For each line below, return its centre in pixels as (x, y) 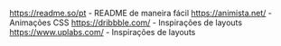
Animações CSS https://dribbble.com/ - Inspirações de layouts (126, 23)
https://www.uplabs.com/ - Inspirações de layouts (103, 32)
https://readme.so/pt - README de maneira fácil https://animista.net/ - (141, 13)
